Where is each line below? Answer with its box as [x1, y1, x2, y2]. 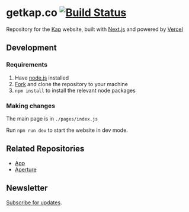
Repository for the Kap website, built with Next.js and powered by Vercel [6, 26, 184, 33]
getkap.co [6, 6, 57, 20]
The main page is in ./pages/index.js [6, 115, 98, 122]
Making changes [6, 102, 55, 110]
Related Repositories [6, 144, 85, 154]
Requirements [6, 61, 48, 69]
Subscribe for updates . [6, 199, 62, 206]
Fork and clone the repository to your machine [14, 80, 129, 87]
